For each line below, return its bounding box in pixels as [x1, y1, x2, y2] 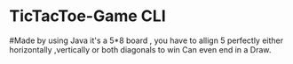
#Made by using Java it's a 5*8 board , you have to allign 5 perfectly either [9, 35, 284, 46]
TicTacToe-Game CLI [9, 6, 166, 26]
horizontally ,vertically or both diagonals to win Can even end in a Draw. [9, 44, 272, 54]
